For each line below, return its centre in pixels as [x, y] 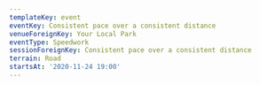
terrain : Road [35, 58]
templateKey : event [45, 17]
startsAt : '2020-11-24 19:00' [65, 67]
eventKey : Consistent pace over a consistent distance [113, 26]
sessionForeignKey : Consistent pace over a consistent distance [130, 50]
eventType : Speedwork [49, 42]
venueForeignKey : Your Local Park [73, 34]
